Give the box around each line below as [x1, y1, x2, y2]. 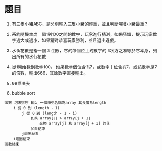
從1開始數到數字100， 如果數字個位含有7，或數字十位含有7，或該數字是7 [11, 64, 157, 70]
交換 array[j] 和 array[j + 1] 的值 [39, 121, 110, 126]
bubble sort [11, 90, 35, 96]
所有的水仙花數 [16, 53, 46, 59]
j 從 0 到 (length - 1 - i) [22, 111, 77, 116]
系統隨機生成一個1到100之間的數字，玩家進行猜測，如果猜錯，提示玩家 [11, 31, 153, 37]
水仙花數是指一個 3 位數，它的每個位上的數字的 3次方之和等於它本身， [11, 48, 153, 53]
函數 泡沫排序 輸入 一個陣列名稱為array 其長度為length [4, 100, 107, 105]
